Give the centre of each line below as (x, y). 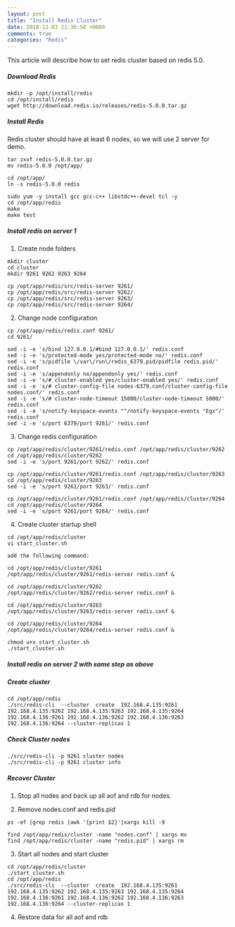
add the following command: (49, 556)
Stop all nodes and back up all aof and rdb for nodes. (94, 796)
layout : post (26, 14)
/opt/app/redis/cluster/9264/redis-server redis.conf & (91, 630)
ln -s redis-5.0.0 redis (44, 184)
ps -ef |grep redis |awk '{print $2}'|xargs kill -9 (86, 823)
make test (22, 215)
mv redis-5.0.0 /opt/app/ (45, 166)
